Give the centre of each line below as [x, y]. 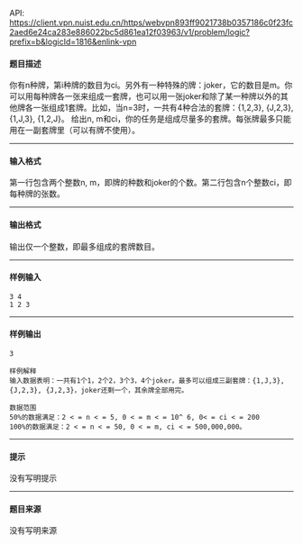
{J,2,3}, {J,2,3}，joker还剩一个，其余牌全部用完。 [99, 391]
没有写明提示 [33, 478]
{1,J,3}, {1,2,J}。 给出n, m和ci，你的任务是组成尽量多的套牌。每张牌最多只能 [150, 119]
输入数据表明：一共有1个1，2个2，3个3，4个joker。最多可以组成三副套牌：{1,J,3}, [147, 381]
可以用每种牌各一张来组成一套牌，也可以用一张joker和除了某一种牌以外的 [145, 96]
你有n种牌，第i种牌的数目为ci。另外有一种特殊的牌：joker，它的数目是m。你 [151, 86]
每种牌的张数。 [37, 194]
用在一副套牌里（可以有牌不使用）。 [74, 131]
